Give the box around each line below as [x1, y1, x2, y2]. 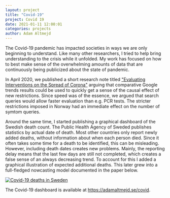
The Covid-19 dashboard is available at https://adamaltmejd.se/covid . [5, 187, 151, 193]
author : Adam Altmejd [5, 31, 51, 36]
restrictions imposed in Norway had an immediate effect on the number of [5, 104, 160, 109]
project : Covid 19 [5, 17, 44, 22]
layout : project [5, 7, 40, 13]
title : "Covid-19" [5, 12, 44, 17]
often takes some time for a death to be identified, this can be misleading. [5, 140, 159, 146]
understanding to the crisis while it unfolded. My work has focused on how [5, 56, 161, 61]
